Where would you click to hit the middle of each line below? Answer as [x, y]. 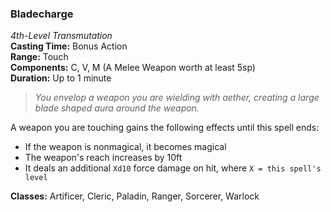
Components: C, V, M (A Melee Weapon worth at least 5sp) [133, 68]
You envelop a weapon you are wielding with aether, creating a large [177, 98]
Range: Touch [39, 57]
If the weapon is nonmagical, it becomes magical [125, 147]
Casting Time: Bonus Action [69, 46]
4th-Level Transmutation [61, 36]
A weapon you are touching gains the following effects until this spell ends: [165, 128]
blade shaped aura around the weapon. [117, 108]
